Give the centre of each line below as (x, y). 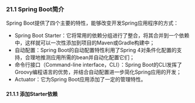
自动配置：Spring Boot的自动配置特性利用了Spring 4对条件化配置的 (95, 50)
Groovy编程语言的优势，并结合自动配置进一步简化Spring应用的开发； (98, 72)
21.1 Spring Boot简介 (35, 9)
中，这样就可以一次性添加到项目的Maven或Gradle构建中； (85, 43)
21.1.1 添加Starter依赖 (32, 94)
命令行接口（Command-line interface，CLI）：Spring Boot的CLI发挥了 (98, 65)
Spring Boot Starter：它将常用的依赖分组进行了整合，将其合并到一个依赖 (102, 36)
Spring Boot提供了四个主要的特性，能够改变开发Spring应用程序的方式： (92, 23)
